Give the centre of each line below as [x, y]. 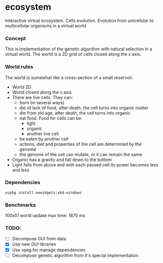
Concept [15, 38]
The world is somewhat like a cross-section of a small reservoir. [69, 78]
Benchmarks [20, 205]
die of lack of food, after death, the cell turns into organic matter [84, 108]
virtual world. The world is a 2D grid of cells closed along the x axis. [73, 54]
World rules [19, 67]
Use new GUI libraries [34, 244]
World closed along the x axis [42, 92]
